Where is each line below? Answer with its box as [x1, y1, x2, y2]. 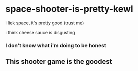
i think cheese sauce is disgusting [5, 29, 75, 35]
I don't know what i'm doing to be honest [5, 42, 106, 49]
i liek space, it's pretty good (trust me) [5, 20, 84, 26]
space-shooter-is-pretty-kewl [5, 3, 134, 15]
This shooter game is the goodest [5, 57, 112, 66]
